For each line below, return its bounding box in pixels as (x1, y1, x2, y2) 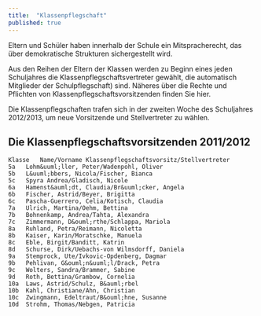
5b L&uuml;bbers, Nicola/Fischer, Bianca (8, 170, 153, 178)
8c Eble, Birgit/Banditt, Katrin (8, 239, 125, 247)
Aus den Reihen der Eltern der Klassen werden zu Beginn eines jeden (8, 64, 233, 73)
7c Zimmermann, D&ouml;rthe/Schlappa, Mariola (8, 218, 171, 226)
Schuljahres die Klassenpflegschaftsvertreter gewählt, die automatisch (8, 72, 237, 82)
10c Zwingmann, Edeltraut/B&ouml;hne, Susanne (8, 294, 167, 302)
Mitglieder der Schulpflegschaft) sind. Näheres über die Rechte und (8, 80, 227, 90)
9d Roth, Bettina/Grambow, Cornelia (8, 273, 135, 281)
